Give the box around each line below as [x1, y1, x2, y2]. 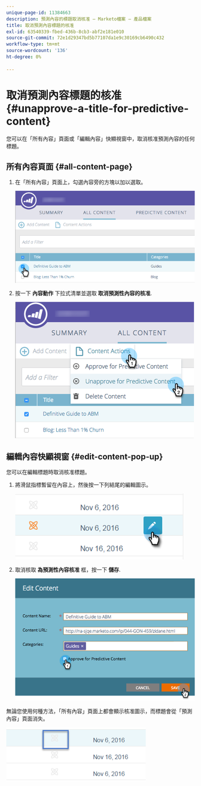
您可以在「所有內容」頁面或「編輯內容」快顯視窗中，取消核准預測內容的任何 [6, 135, 195, 142]
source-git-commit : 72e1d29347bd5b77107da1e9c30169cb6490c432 [6, 35, 165, 41]
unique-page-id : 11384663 [6, 10, 71, 16]
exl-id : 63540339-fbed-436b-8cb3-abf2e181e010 [6, 29, 124, 35]
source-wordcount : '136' [6, 48, 68, 54]
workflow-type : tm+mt [6, 41, 60, 47]
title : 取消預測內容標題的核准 [6, 22, 74, 28]
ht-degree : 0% [6, 54, 42, 60]
